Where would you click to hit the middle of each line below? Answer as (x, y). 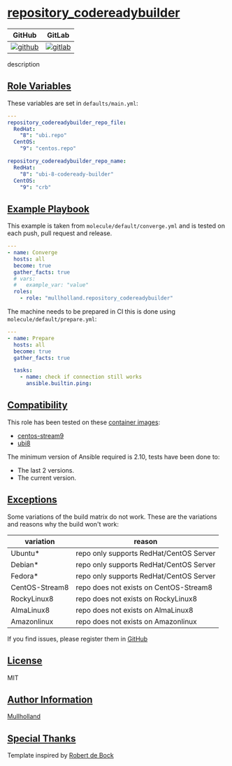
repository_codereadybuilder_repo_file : (67, 123)
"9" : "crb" (36, 187)
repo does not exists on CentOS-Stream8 (144, 587)
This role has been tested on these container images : (84, 422)
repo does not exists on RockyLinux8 (137, 599)
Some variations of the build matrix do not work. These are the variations (112, 517)
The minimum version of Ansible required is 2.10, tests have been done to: (114, 457)
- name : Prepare (31, 338)
